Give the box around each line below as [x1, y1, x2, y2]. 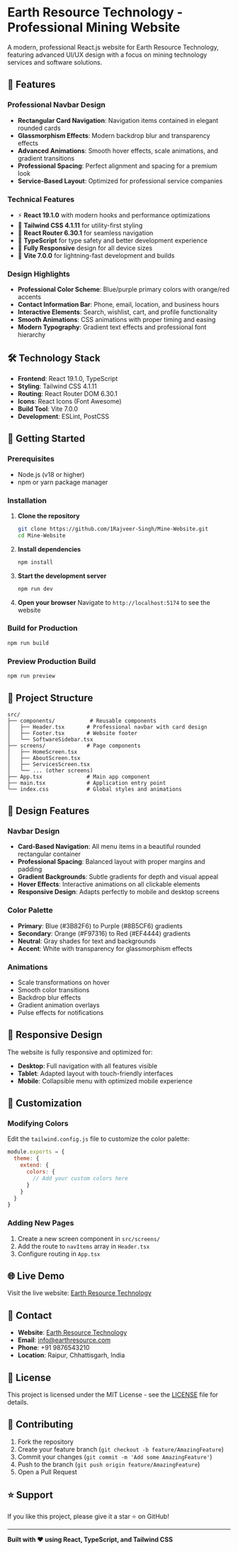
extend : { [20, 1161, 50, 1169]
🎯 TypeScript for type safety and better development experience [17, 236, 208, 245]
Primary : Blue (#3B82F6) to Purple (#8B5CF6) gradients [17, 921, 183, 930]
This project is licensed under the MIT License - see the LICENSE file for [7, 1390, 218, 1399]
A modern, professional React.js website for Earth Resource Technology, [7, 43, 220, 51]
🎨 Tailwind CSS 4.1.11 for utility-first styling [17, 221, 143, 230]
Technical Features [7, 194, 75, 204]
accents [17, 293, 41, 301]
